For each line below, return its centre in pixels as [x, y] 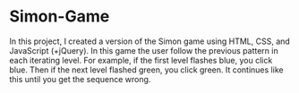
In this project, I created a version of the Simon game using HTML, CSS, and [150, 41]
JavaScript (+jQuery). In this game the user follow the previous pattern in [144, 50]
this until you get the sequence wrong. [80, 79]
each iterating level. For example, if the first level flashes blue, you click [141, 60]
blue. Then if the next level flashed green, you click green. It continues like [146, 70]
